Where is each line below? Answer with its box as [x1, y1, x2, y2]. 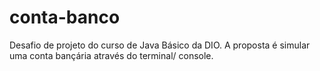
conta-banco [9, 6, 121, 29]
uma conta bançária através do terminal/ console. [9, 49, 214, 61]
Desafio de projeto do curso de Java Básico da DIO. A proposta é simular [9, 39, 311, 51]
